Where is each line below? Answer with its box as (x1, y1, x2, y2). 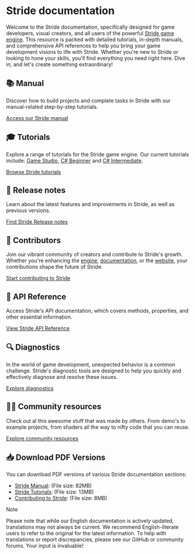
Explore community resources (6, 435, 78, 442)
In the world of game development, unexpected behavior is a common (6, 361, 176, 368)
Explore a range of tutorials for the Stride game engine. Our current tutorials (6, 151, 189, 158)
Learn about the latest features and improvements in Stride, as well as (6, 201, 175, 208)
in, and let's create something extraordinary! (6, 60, 113, 68)
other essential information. (6, 313, 73, 320)
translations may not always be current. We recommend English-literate (6, 524, 179, 531)
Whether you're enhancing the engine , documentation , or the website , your (6, 257, 188, 264)
